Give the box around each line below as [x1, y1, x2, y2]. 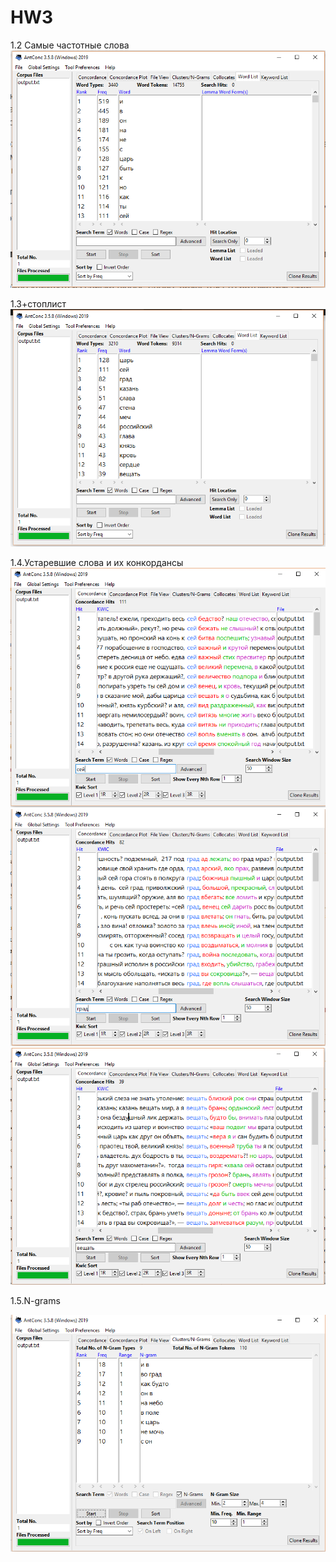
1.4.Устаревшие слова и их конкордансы [10, 556, 184, 568]
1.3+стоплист [10, 298, 67, 310]
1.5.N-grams [10, 1294, 61, 1306]
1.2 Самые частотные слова [10, 39, 130, 51]
